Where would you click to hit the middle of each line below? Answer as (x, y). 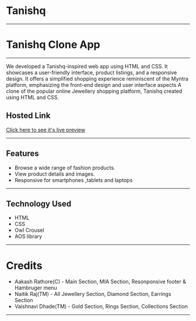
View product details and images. (55, 174)
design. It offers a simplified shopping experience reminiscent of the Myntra (97, 78)
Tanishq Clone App (53, 45)
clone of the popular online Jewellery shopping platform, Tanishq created (94, 91)
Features (22, 154)
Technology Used (39, 203)
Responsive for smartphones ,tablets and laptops (73, 180)
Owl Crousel (29, 230)
